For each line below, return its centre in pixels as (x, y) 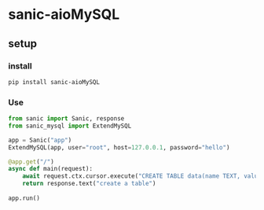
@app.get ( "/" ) (31, 162)
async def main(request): (50, 169)
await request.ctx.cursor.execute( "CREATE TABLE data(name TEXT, (132, 176)
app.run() (24, 198)
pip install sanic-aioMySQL (54, 82)
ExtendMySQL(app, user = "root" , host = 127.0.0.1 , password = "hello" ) (119, 147)
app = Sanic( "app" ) (40, 140)
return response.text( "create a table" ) (89, 184)
